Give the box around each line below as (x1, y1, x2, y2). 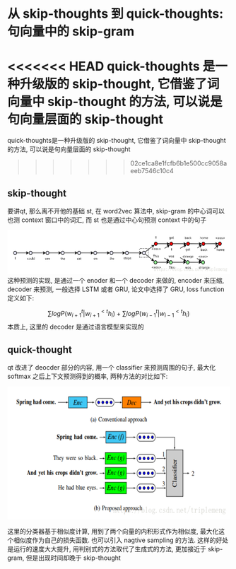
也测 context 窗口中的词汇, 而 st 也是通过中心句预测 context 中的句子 (7, 216, 207, 224)
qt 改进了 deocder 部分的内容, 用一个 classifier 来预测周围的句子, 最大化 (7, 363, 216, 372)
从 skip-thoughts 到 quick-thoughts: (7, 6, 224, 22)
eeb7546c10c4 (130, 167, 175, 175)
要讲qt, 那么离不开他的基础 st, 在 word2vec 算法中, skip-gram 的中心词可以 (7, 206, 225, 215)
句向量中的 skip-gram (7, 23, 135, 40)
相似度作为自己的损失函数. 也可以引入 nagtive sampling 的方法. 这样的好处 (13, 536, 228, 544)
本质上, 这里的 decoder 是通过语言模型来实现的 (7, 322, 144, 332)
